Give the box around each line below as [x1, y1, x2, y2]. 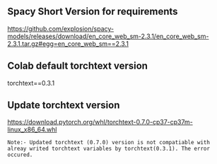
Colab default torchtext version [7, 60, 148, 72]
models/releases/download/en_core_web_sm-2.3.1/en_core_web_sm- [7, 32, 209, 40]
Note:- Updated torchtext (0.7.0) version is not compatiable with [7, 139, 211, 146]
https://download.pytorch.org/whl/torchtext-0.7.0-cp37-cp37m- [7, 118, 193, 127]
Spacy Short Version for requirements [7, 6, 178, 18]
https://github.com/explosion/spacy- [7, 24, 115, 33]
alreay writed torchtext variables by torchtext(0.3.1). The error [7, 145, 211, 153]
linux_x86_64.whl [7, 125, 57, 134]
